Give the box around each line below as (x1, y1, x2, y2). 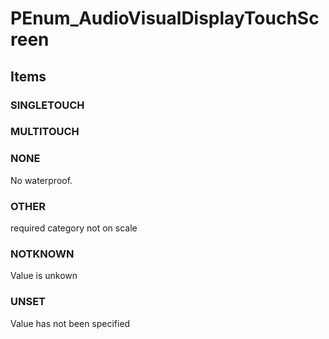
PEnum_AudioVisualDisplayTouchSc (10, 7, 320, 30)
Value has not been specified (10, 317, 131, 329)
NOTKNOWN (10, 247, 75, 261)
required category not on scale (10, 222, 138, 234)
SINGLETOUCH (10, 98, 85, 112)
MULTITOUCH (10, 125, 80, 139)
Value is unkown (10, 270, 78, 282)
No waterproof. (10, 174, 73, 186)
